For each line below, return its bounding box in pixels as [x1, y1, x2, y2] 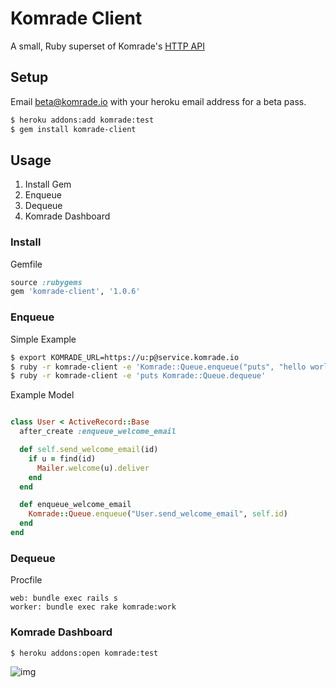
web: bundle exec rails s [10, 593, 118, 604]
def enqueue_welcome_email [19, 500, 132, 510]
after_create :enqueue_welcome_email [19, 427, 177, 437]
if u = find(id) [28, 453, 97, 464]
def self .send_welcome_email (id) [19, 445, 159, 455]
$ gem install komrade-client [10, 124, 137, 134]
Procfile [10, 574, 43, 586]
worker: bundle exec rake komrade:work [10, 602, 177, 612]
